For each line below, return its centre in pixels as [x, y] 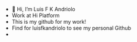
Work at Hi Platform [36, 15]
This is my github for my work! [49, 22]
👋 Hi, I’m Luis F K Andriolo [43, 9]
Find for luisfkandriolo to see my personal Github [71, 28]
